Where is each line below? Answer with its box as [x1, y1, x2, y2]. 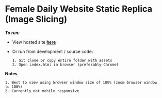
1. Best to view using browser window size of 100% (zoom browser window [5, 80, 158, 85]
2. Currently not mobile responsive [5, 88, 79, 93]
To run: [5, 30, 20, 35]
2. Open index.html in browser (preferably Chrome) [12, 62, 119, 67]
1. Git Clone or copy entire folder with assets [12, 58, 113, 63]
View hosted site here [12, 39, 56, 45]
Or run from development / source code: [12, 49, 93, 54]
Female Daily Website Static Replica [5, 3, 153, 15]
